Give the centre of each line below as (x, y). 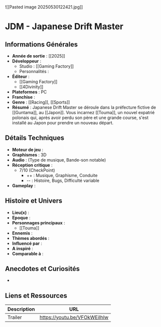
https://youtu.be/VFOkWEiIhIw (74, 317)
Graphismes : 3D (29, 155)
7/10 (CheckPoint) (37, 170)
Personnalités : (34, 71)
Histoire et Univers (34, 201)
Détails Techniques (35, 138)
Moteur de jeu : (28, 149)
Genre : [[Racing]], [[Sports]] (41, 102)
